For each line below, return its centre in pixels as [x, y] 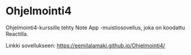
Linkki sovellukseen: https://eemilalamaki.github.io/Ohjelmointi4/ [86, 45]
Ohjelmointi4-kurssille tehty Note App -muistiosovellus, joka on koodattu [95, 27]
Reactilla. [17, 33]
